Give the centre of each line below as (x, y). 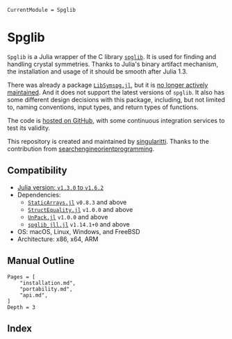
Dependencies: (39, 195)
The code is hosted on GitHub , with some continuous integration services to (116, 120)
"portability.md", (46, 289)
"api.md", (34, 295)
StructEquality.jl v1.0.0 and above (80, 209)
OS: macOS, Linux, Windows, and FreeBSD (78, 231)
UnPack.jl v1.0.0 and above (68, 217)
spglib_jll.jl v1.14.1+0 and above (78, 224)
